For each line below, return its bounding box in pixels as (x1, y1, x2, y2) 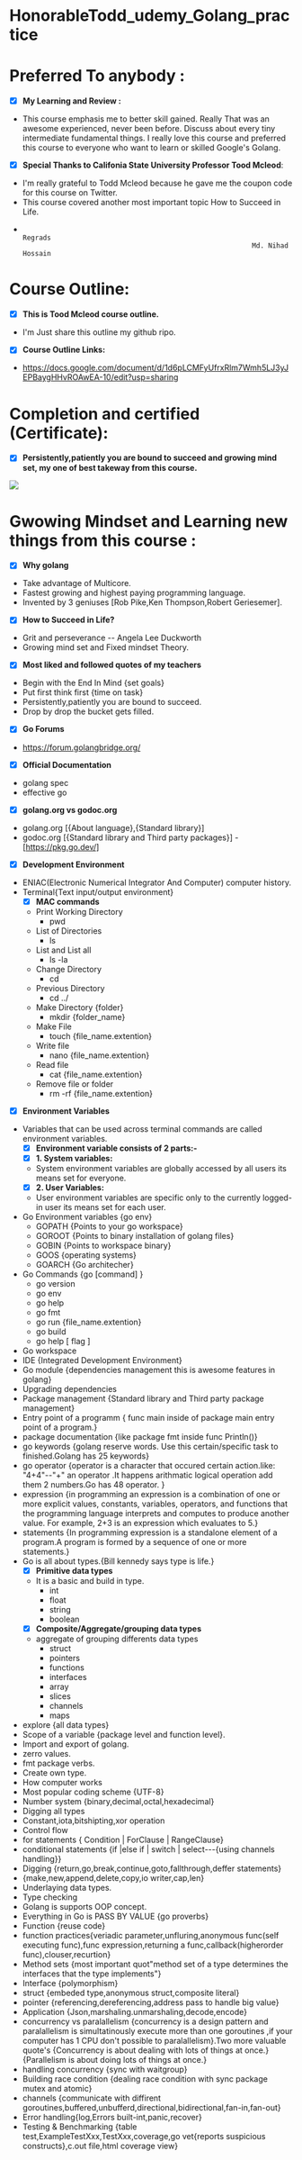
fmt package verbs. (22, 1758, 95, 1769)
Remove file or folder (35, 1078, 114, 1089)
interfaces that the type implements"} (22, 1968, 162, 1979)
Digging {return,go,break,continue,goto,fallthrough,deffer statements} (22, 1863, 281, 1874)
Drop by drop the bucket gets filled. (22, 706, 155, 717)
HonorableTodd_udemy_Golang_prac (9, 5, 290, 26)
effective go (22, 787, 67, 798)
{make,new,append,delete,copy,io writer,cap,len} (22, 1873, 205, 1884)
